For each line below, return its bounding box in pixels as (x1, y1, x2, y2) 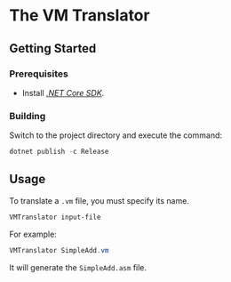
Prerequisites (9, 68, 68, 80)
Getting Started (9, 41, 97, 56)
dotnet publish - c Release (9, 148, 109, 157)
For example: (9, 229, 58, 239)
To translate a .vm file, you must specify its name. (9, 195, 189, 205)
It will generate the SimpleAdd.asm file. (9, 262, 147, 272)
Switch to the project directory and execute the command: (9, 130, 223, 141)
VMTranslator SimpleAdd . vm (9, 246, 109, 254)
